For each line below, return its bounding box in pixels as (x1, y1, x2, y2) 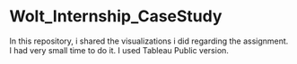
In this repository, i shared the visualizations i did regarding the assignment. (9, 36, 289, 46)
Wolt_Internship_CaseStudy (9, 6, 223, 27)
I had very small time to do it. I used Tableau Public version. (9, 44, 229, 55)
